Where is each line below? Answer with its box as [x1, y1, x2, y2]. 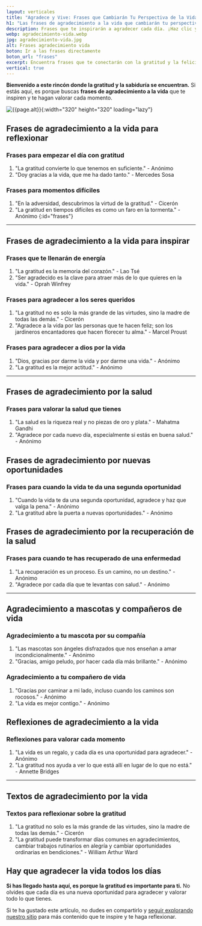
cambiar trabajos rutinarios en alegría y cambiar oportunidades [14, 842, 171, 849]
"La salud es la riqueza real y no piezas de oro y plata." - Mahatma [14, 419, 180, 426]
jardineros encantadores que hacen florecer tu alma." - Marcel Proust [14, 328, 188, 335]
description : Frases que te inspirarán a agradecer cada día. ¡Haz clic [6, 25, 192, 32]
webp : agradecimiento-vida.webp [6, 31, 87, 37]
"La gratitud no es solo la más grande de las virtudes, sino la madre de [14, 309, 191, 317]
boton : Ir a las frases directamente [6, 48, 101, 54]
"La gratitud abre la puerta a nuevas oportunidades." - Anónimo [14, 509, 173, 516]
